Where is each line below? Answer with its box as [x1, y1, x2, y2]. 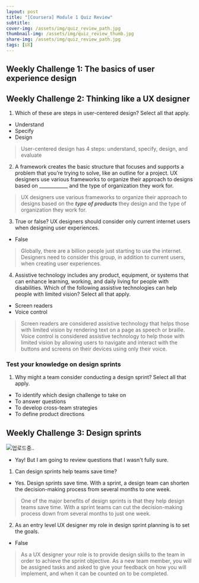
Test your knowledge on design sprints [6, 360, 121, 368]
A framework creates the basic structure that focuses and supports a [14, 163, 184, 170]
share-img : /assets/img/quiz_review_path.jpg [6, 36, 121, 42]
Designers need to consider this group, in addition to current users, [20, 254, 185, 261]
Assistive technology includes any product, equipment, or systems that [14, 272, 189, 279]
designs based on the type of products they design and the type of [20, 200, 187, 207]
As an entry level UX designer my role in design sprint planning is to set [14, 522, 190, 529]
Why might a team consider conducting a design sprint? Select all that [14, 374, 187, 381]
